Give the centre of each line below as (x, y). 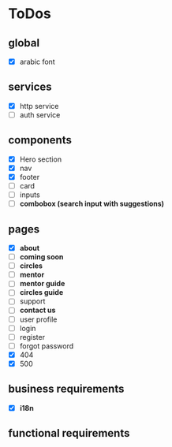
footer (30, 177)
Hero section (40, 159)
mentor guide (42, 284)
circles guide (41, 292)
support (32, 301)
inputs (30, 195)
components (40, 140)
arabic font (37, 61)
